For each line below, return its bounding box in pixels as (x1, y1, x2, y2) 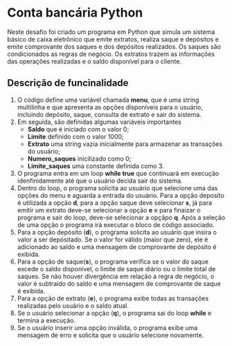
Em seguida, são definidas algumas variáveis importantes (17, 118, 181, 126)
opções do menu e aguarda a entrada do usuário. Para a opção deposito (17, 191, 225, 199)
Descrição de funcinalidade (7, 78, 129, 89)
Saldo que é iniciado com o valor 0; (27, 125, 130, 133)
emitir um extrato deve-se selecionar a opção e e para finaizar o (17, 206, 201, 214)
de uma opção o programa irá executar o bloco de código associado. (17, 220, 215, 229)
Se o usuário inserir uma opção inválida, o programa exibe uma (17, 323, 198, 331)
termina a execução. (17, 316, 76, 325)
